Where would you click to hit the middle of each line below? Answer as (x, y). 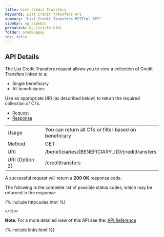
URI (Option (21, 159)
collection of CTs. (23, 103)
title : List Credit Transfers (36, 10)
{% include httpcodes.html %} (35, 202)
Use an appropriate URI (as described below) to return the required (72, 98)
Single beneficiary (30, 83)
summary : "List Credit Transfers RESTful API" (53, 19)
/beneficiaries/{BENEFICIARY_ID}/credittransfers (101, 152)
